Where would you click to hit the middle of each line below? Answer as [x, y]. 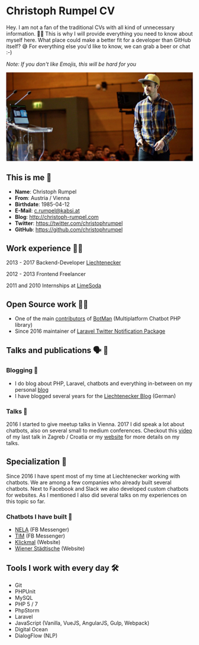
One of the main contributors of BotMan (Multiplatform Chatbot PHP [98, 319]
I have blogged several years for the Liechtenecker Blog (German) [95, 396]
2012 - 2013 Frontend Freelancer [46, 274]
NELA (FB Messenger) [42, 530]
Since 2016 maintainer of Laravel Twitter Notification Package [90, 331]
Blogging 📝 [22, 370]
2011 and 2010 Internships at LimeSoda [54, 285]
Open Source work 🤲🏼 [47, 304]
